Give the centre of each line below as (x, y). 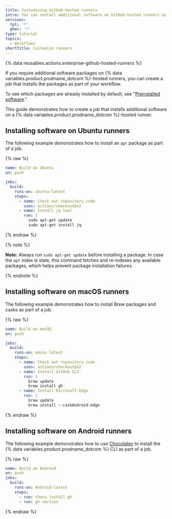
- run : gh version (39, 502)
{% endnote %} (22, 275)
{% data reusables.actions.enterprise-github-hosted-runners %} (74, 63)
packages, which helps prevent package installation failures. (69, 266)
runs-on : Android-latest (41, 488)
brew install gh (45, 386)
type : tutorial (22, 34)
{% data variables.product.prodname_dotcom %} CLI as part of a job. (79, 449)
